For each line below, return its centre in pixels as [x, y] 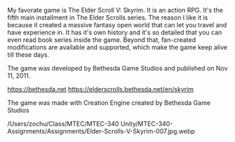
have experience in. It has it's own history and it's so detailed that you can [115, 32]
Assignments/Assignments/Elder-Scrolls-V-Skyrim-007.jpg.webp [101, 131]
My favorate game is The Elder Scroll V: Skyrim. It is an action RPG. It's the [115, 10]
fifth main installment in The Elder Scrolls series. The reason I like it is [108, 17]
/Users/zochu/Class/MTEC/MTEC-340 [63, 124]
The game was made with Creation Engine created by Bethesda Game [109, 103]
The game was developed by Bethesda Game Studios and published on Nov [118, 68]
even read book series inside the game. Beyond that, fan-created [102, 40]
